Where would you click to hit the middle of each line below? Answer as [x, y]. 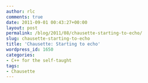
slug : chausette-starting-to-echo [48, 39]
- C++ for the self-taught [39, 60]
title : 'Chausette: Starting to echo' [53, 44]
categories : [20, 55]
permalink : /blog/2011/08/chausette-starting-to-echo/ [74, 33]
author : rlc [20, 11]
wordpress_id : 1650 [30, 50]
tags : [13, 66]
